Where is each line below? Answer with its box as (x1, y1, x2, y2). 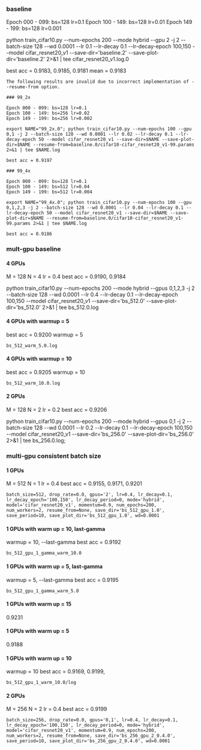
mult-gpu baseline (6, 245, 61, 253)
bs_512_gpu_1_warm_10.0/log (6, 680, 77, 686)
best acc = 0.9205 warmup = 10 (6, 368, 85, 376)
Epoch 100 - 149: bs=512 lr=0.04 (6, 184, 90, 190)
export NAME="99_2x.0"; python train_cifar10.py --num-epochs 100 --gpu (6, 126, 192, 132)
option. (41, 84, 61, 90)
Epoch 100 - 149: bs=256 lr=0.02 (6, 110, 90, 116)
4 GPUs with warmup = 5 (6, 317, 70, 325)
